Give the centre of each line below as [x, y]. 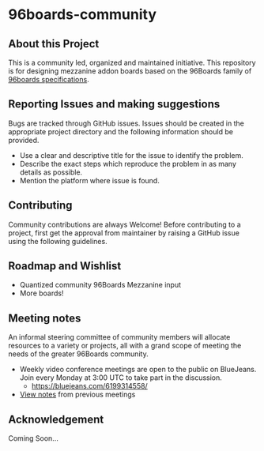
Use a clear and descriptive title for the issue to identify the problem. [131, 155]
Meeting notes [45, 318]
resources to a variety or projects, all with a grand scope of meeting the [125, 346]
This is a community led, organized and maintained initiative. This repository [132, 62]
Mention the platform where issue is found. [89, 180]
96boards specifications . [49, 79]
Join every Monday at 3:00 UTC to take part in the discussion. [121, 378]
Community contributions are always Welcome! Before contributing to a [124, 224]
